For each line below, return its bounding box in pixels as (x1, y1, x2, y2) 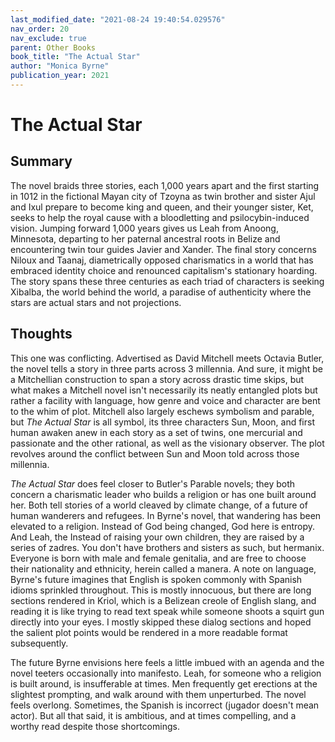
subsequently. (10, 637, 69, 649)
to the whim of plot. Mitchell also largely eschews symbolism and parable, (10, 405, 315, 417)
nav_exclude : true (10, 33, 87, 43)
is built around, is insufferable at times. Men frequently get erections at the (10, 677, 318, 690)
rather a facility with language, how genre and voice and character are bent (10, 394, 321, 406)
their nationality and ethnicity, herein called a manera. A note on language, (10, 562, 317, 575)
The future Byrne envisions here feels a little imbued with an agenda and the (10, 656, 325, 668)
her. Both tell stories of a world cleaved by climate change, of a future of (10, 499, 308, 511)
